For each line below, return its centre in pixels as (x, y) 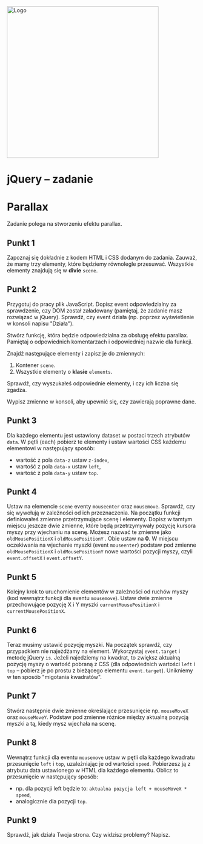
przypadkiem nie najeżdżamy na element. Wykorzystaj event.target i (94, 651)
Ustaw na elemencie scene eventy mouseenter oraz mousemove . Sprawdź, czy (101, 507)
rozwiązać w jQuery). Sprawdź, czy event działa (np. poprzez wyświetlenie (101, 317)
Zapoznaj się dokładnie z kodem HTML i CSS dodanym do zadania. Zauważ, (102, 257)
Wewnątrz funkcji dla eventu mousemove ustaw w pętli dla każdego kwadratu (101, 757)
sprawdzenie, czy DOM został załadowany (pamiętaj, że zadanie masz (95, 310)
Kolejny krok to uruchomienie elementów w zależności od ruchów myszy (98, 592)
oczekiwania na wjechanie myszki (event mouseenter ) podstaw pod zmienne (101, 545)
